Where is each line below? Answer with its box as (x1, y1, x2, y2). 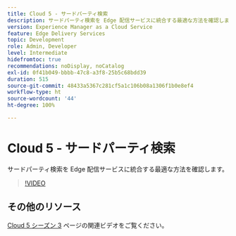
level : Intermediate (7, 50, 68, 57)
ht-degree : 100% (7, 102, 55, 109)
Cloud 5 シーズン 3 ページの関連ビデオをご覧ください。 (7, 221, 168, 229)
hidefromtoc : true (7, 56, 61, 63)
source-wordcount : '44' (7, 96, 77, 103)
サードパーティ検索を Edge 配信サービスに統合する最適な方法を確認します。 (7, 164, 229, 173)
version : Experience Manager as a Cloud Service (7, 23, 153, 30)
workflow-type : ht (7, 88, 61, 96)
